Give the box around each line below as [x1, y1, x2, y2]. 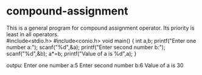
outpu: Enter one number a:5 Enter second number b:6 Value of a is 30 [6, 62, 184, 69]
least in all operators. [6, 30, 59, 37]
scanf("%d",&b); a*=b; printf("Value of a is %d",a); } [6, 50, 137, 57]
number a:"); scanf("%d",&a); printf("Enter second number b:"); [6, 44, 165, 51]
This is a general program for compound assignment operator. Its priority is [6, 24, 195, 31]
